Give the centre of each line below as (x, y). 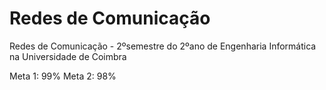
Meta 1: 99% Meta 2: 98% (63, 76)
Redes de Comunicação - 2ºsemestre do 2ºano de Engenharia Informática (163, 46)
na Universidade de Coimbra (68, 56)
